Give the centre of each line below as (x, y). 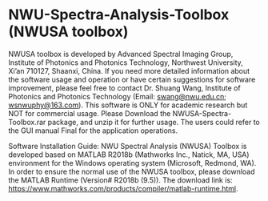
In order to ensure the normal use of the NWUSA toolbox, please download (132, 171)
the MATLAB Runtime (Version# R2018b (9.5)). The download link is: (121, 180)
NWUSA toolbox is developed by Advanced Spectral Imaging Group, (121, 54)
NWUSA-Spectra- (202, 113)
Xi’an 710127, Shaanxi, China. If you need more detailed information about (129, 70)
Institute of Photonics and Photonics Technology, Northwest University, (126, 62)
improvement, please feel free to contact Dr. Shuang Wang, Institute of (125, 88)
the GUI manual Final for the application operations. (93, 131)
